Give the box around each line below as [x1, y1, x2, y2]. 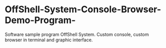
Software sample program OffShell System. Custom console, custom [5, 31, 149, 37]
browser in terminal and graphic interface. [5, 37, 93, 43]
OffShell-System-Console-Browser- [5, 4, 161, 15]
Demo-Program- [5, 14, 76, 26]
